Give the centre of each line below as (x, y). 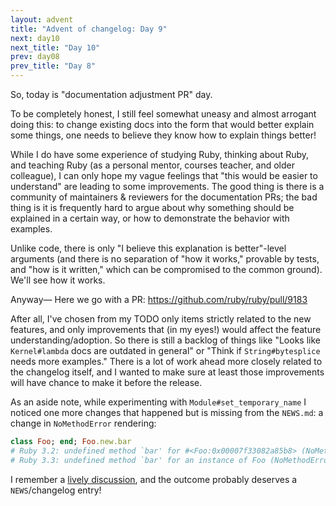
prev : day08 (35, 57)
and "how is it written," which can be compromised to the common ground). (166, 269)
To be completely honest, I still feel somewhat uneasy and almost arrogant (163, 114)
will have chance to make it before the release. (106, 382)
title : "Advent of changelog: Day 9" (89, 29)
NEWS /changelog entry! (56, 490)
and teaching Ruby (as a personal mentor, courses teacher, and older (153, 165)
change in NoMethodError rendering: (83, 423)
